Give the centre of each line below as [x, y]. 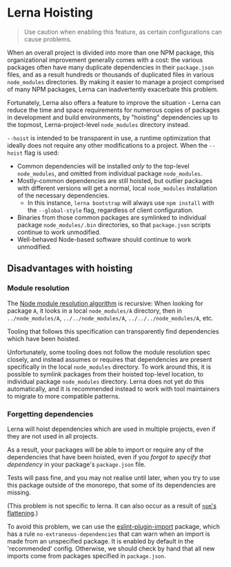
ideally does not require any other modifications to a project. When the [108, 145]
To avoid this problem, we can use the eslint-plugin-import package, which [114, 526]
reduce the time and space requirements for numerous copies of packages [114, 110]
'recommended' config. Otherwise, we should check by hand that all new [111, 548]
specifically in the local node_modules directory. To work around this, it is [109, 367]
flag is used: [41, 153]
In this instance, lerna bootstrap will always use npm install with [121, 202]
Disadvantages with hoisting [70, 268]
